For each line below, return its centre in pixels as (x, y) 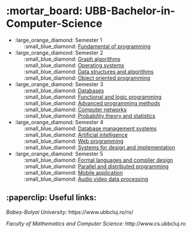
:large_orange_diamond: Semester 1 (58, 40)
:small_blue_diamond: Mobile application (73, 172)
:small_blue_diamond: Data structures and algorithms (89, 71)
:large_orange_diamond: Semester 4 (59, 122)
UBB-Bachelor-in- (130, 11)
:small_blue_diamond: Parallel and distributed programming (96, 166)
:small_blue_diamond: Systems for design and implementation (99, 147)
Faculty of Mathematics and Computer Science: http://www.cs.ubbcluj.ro (96, 223)
